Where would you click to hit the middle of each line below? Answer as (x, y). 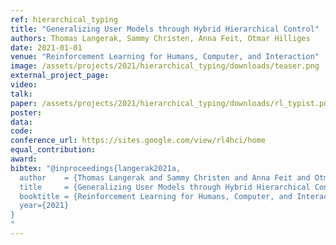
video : (24, 85)
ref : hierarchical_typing (64, 19)
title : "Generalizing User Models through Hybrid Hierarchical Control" (165, 29)
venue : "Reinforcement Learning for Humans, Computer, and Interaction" (165, 57)
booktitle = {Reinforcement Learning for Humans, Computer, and (156, 196)
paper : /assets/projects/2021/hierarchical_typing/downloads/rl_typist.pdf (171, 103)
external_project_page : (60, 76)
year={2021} (44, 206)
